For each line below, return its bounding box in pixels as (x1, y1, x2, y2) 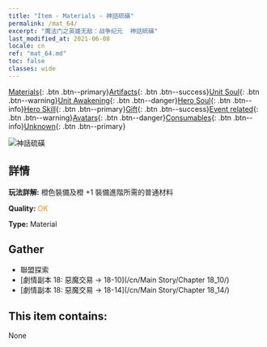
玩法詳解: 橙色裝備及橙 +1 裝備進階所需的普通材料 (8, 187, 174, 197)
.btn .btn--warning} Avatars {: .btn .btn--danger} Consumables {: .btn (8, 113, 232, 122)
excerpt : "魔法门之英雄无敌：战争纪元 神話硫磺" (8, 27, 159, 35)
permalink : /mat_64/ (8, 19, 78, 28)
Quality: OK (8, 203, 49, 213)
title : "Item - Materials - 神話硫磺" (8, 11, 135, 20)
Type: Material (8, 219, 57, 229)
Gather (8, 242, 44, 256)
